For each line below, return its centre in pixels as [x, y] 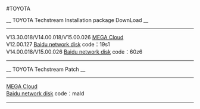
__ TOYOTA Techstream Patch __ [46, 69]
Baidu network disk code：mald [45, 94]
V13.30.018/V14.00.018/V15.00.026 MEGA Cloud [65, 37]
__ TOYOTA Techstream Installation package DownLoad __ [77, 20]
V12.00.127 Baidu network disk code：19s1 [58, 44]
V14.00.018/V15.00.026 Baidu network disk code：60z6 [74, 52]
